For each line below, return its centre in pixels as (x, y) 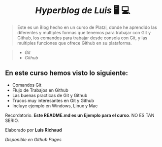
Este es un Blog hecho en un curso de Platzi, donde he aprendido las (87, 27)
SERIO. (12, 120)
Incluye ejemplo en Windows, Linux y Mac (55, 106)
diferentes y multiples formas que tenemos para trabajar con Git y (84, 32)
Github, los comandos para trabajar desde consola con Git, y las (82, 38)
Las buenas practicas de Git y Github (50, 95)
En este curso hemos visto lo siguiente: (66, 73)
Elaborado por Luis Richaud (34, 130)
